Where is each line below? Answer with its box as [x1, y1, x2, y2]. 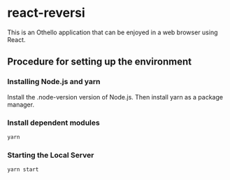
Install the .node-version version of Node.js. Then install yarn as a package [7, 92, 224, 101]
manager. [7, 100, 35, 109]
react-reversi [7, 5, 85, 21]
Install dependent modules [7, 118, 100, 127]
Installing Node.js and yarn [7, 77, 101, 87]
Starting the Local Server [7, 150, 94, 160]
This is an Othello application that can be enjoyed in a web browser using [7, 28, 218, 36]
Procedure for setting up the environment [7, 56, 192, 68]
